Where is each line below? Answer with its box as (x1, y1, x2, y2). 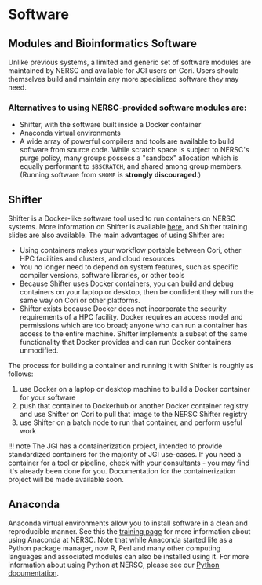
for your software (19, 393, 76, 402)
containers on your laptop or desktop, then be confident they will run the (19, 287, 254, 297)
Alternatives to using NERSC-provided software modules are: (8, 102, 247, 113)
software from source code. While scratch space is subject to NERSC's (19, 145, 249, 155)
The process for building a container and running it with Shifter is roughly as (8, 361, 254, 371)
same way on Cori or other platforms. (19, 296, 140, 305)
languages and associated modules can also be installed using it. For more (8, 551, 249, 561)
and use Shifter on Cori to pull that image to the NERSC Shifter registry (19, 410, 248, 419)
